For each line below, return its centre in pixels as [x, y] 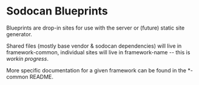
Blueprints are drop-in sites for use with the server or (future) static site [96, 28]
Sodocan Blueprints [57, 11]
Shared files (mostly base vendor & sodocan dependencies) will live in [94, 46]
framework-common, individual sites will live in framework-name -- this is [98, 52]
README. [41, 77]
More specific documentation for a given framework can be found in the [96, 70]
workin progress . [27, 58]
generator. [19, 34]
